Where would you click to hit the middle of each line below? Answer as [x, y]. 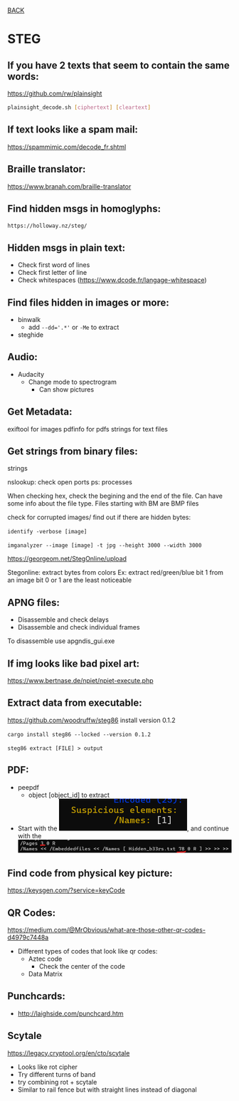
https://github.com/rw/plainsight [55, 93]
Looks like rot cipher [48, 1067]
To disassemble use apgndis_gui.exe [61, 641]
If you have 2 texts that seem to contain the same [118, 65]
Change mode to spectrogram [73, 382]
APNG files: [34, 602]
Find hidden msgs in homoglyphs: [84, 208]
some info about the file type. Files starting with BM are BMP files [103, 503]
